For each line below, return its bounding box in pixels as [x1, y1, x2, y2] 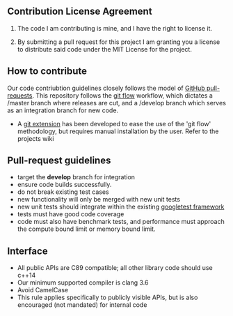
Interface [7, 245, 48, 257]
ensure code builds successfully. [17, 181, 112, 189]
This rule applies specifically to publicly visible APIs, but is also [17, 293, 198, 302]
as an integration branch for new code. [7, 106, 119, 114]
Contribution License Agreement [7, 6, 152, 17]
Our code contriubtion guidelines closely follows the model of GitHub [7, 84, 205, 92]
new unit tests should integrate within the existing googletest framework [17, 202, 225, 211]
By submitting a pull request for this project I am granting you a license [17, 38, 220, 46]
